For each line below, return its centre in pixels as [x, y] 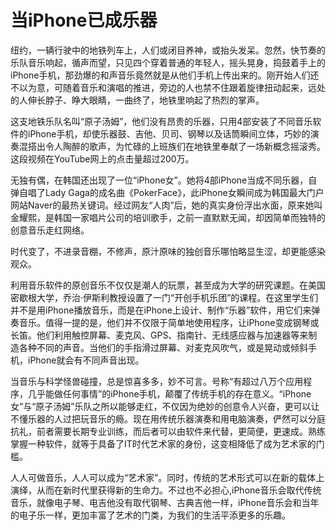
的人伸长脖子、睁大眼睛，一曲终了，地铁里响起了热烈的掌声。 [137, 100]
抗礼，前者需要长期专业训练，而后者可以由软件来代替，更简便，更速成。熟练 [168, 431]
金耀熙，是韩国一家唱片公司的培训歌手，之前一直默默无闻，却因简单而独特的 [168, 217]
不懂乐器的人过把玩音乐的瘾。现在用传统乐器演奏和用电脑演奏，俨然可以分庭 [168, 418]
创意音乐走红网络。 [50, 230]
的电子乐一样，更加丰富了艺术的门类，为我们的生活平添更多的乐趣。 [150, 515]
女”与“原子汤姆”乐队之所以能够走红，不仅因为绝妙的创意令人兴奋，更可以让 [165, 406]
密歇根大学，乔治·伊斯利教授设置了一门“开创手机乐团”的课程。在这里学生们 [164, 297]
